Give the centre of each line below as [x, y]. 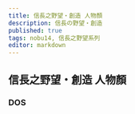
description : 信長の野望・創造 [56, 23]
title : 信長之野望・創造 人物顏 [56, 16]
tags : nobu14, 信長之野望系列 [54, 38]
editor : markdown [37, 45]
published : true [35, 30]
